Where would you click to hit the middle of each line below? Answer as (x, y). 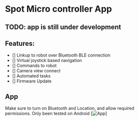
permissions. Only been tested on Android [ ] (56, 114)
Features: (20, 43)
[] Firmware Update (32, 81)
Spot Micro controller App (59, 9)
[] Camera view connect (36, 71)
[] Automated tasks (31, 76)
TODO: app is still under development (63, 27)
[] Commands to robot (34, 66)
